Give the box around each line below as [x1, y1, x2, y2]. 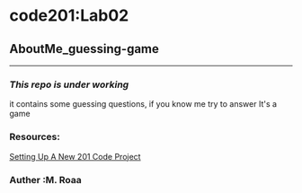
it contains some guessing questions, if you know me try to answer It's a [9, 99, 277, 110]
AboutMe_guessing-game [9, 41, 160, 57]
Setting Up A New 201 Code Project [9, 151, 141, 162]
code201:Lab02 [9, 5, 129, 26]
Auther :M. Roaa [9, 173, 83, 186]
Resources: [9, 131, 60, 144]
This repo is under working [9, 78, 129, 91]
